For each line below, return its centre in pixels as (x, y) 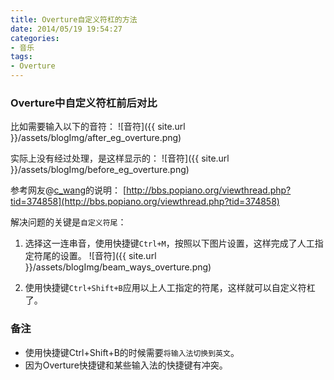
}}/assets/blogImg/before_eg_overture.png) (100, 170)
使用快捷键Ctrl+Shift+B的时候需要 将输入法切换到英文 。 (132, 352)
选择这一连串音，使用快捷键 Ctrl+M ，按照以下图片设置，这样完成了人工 (169, 243)
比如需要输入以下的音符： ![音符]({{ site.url (98, 127)
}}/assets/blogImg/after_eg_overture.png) (96, 138)
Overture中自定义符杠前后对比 (84, 103)
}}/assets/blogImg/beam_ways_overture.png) (118, 267)
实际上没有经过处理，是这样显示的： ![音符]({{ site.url (120, 158)
